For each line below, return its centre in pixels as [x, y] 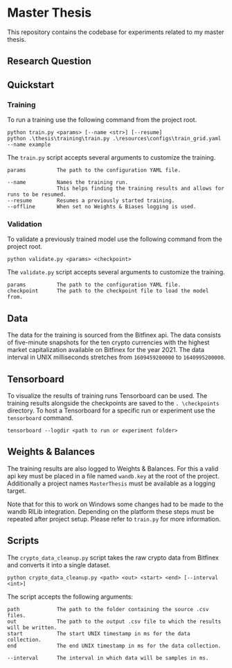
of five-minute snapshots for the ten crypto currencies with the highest [108, 342]
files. [17, 615]
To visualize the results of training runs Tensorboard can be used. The [107, 395]
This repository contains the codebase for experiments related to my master [116, 32]
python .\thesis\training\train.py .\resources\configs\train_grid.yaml [114, 139]
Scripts [23, 541]
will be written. [32, 627]
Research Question [50, 61]
